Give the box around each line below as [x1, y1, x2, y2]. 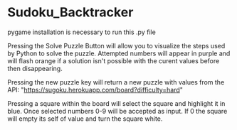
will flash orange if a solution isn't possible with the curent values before [7, 56, 220, 65]
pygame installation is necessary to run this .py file [7, 28, 157, 36]
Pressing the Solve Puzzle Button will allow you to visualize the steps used [7, 41, 226, 50]
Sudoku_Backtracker [7, 4, 134, 21]
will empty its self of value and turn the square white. [7, 114, 163, 123]
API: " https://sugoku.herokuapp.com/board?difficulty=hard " [7, 85, 184, 94]
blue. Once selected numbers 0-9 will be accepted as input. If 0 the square [7, 107, 228, 115]
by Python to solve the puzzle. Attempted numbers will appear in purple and [7, 49, 231, 58]
